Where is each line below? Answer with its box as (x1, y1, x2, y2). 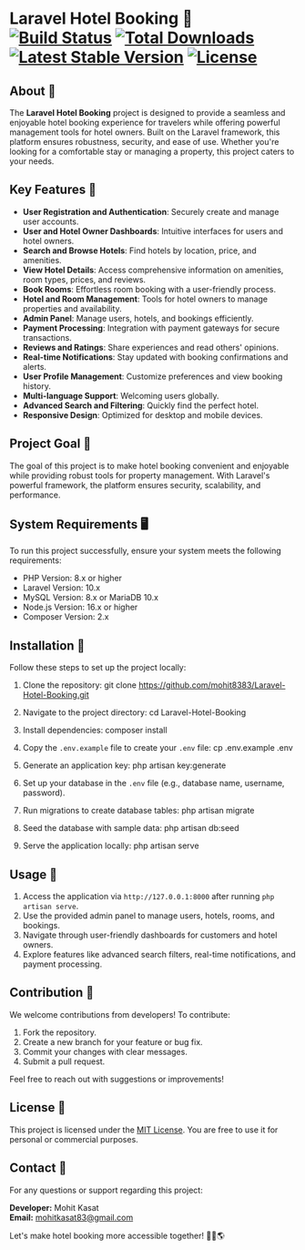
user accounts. (22, 216, 79, 227)
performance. (9, 489, 61, 500)
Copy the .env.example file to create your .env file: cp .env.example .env (22, 743, 293, 753)
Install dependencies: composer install (22, 724, 168, 736)
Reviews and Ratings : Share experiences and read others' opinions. (22, 342, 280, 353)
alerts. (22, 361, 47, 372)
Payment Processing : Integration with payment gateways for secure (22, 323, 280, 333)
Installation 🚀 (9, 638, 86, 653)
